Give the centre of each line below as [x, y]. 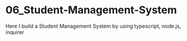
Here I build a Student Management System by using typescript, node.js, [93, 26]
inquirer [15, 32]
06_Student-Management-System [91, 10]
